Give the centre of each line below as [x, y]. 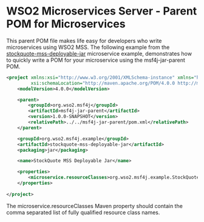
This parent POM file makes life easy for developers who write [84, 41]
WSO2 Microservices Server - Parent [102, 11]
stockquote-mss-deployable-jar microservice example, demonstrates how [99, 53]
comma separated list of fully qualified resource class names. [83, 212]
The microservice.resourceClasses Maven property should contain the [95, 206]
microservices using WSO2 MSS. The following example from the [88, 47]
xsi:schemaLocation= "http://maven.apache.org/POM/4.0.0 [103, 83]
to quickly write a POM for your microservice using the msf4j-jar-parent [96, 60]
